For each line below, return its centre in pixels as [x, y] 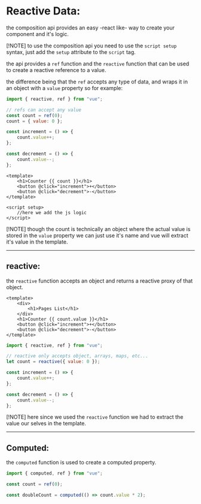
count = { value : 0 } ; [34, 121]
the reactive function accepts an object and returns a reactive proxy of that [100, 281]
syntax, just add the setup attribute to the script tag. [71, 52]
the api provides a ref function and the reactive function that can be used [98, 64]
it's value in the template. [37, 242]
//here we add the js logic [52, 212]
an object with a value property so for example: [65, 88]
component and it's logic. [37, 34]
